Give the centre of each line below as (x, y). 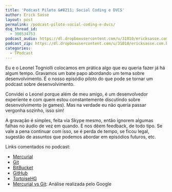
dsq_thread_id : (21, 29)
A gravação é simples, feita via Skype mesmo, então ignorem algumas (79, 120)
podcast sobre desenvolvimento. (40, 84)
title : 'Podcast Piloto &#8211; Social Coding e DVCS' (65, 10)
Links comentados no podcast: (38, 146)
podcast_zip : (19, 44)
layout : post (19, 20)
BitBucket (23, 167)
